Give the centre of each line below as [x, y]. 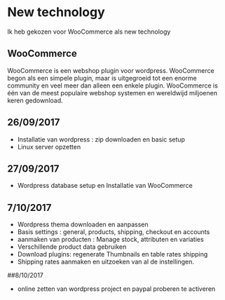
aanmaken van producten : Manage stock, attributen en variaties [111, 240]
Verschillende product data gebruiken [72, 247]
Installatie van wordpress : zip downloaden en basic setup [101, 139]
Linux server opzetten [49, 146]
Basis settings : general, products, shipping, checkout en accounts [114, 232]
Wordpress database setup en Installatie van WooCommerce [105, 186]
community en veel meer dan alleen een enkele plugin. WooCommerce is [113, 86]
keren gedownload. [35, 100]
